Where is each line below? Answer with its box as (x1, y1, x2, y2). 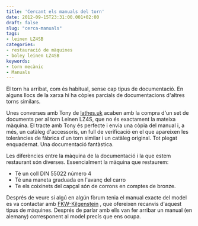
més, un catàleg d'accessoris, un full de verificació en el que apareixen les (6, 128, 189, 135)
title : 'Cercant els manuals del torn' (6, 8, 105, 15)
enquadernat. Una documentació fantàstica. (6, 141, 114, 148)
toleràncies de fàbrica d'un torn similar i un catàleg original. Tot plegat (6, 134, 178, 142)
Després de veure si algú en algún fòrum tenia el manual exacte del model (6, 194, 187, 201)
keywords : (6, 58, 31, 64)
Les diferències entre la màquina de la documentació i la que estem (6, 152, 171, 160)
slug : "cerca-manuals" (6, 25, 62, 31)
